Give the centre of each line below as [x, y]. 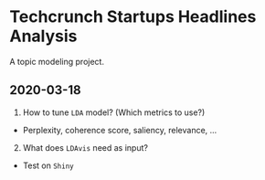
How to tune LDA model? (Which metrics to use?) [114, 112]
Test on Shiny [48, 165]
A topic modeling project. [57, 61]
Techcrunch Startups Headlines [133, 17]
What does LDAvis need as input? [85, 147]
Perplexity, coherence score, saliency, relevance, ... [120, 130]
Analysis [43, 36]
